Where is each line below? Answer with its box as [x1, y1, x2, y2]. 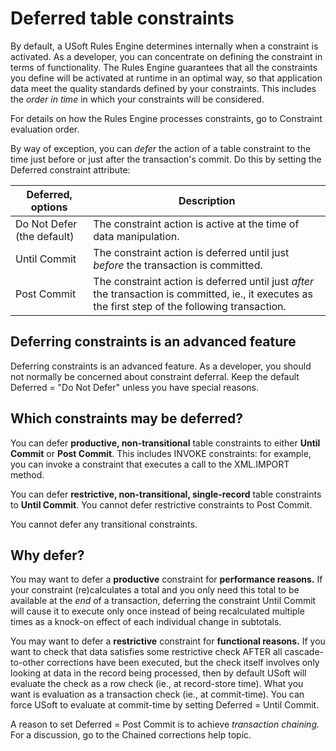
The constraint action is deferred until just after [93, 274, 315, 288]
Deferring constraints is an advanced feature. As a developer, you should [10, 360, 312, 372]
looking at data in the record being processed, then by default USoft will [10, 667, 307, 679]
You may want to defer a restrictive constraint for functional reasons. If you [10, 635, 326, 647]
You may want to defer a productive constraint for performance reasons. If [10, 573, 323, 586]
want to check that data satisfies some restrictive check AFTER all [10, 646, 283, 658]
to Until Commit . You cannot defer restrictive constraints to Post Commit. [10, 498, 313, 511]
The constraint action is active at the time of [93, 217, 300, 231]
